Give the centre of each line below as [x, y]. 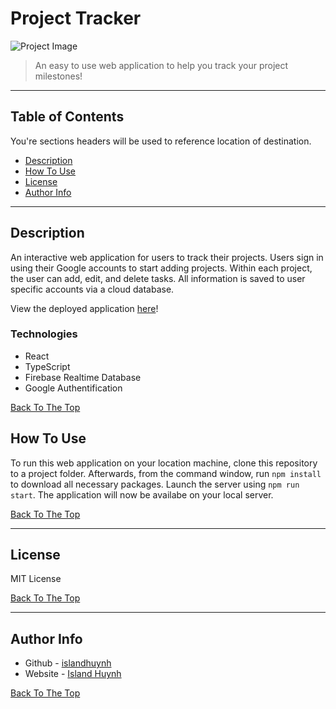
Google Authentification [73, 388]
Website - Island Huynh [73, 674]
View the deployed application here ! [84, 308]
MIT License [36, 579]
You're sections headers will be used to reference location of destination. [161, 141]
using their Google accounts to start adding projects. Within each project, [161, 268]
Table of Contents [67, 117]
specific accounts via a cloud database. [92, 289]
